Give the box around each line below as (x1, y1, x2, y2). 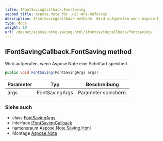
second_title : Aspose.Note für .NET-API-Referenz (5, 12, 108, 17)
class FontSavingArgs (12, 115, 56, 121)
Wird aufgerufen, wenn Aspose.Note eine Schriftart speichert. (5, 60, 129, 66)
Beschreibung (85, 81, 119, 88)
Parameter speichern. (78, 89, 127, 96)
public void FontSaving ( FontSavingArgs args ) (5, 70, 98, 75)
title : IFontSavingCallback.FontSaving (5, 7, 86, 12)
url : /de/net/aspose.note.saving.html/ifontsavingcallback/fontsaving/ (5, 30, 153, 35)
